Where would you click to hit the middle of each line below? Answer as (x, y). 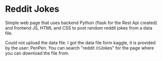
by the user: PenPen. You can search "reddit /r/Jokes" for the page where (80, 48)
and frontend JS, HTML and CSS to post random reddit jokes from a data (79, 28)
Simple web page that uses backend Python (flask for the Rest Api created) (81, 23)
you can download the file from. (37, 53)
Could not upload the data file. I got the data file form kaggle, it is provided (81, 42)
